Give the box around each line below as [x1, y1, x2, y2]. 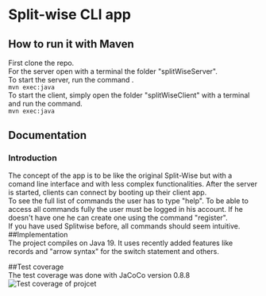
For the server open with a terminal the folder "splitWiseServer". [8, 67, 218, 76]
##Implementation [8, 229, 68, 239]
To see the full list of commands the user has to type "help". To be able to [8, 196, 249, 206]
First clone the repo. [8, 58, 75, 67]
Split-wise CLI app [8, 6, 132, 24]
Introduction [8, 152, 57, 163]
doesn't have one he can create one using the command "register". [8, 213, 228, 222]
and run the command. [8, 99, 83, 108]
